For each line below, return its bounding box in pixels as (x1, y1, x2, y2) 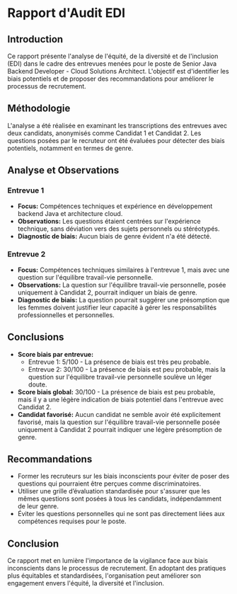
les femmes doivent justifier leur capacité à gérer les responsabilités (17, 303, 217, 312)
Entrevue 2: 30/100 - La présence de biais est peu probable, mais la (28, 365, 226, 373)
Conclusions (7, 331, 64, 343)
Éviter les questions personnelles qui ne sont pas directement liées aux (17, 510, 225, 518)
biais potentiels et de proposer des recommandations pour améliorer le (7, 74, 214, 83)
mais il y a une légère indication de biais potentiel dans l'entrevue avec (17, 395, 224, 404)
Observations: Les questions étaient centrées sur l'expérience (17, 217, 201, 225)
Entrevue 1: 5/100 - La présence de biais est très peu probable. (28, 358, 212, 366)
